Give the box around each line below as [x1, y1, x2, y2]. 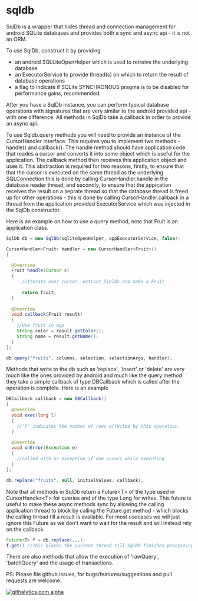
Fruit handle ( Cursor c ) [11, 268, 70, 274]
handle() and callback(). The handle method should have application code [6, 144, 186, 151]
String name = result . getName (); [16, 333, 99, 339]
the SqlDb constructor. [6, 206, 61, 213]
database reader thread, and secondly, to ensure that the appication [6, 181, 172, 189]
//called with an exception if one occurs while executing [16, 456, 165, 462]
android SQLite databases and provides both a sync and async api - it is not [6, 29, 190, 36]
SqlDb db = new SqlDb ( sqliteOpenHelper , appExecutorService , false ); [6, 235, 181, 242]
